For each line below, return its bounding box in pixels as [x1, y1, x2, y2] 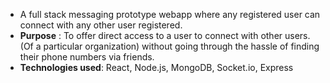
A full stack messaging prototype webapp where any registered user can [19, 9, 321, 20]
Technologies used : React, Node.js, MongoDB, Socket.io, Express [19, 62, 294, 73]
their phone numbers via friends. [19, 51, 155, 63]
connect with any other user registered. [19, 19, 183, 31]
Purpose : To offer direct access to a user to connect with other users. [19, 30, 311, 41]
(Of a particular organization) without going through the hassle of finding [19, 40, 320, 52]
